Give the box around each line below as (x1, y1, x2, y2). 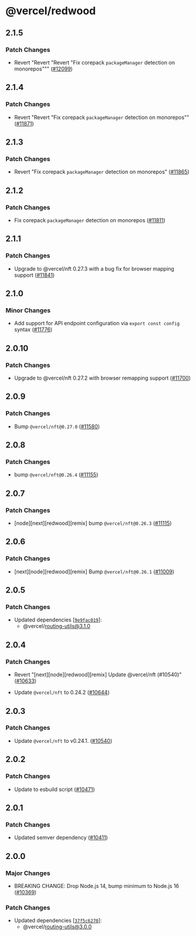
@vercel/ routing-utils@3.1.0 (22, 623, 91, 630)
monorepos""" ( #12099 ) (14, 65, 73, 72)
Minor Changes (5, 306, 51, 315)
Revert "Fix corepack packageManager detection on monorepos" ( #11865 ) (14, 168, 190, 175)
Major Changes (5, 869, 51, 877)
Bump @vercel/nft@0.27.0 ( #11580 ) (14, 422, 100, 430)
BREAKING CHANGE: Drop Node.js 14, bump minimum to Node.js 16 (14, 882, 179, 889)
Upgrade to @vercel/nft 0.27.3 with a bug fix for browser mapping (14, 265, 175, 272)
